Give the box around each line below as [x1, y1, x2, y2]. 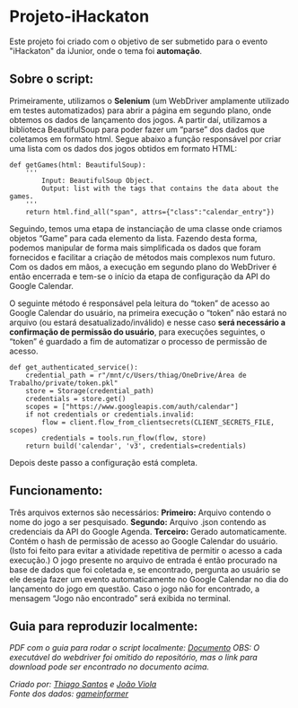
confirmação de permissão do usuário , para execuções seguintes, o [9, 326, 266, 337]
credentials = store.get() [25, 394, 127, 403]
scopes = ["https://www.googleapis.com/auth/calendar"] [25, 402, 240, 411]
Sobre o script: [9, 72, 94, 87]
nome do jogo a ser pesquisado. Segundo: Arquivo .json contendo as [9, 516, 267, 527]
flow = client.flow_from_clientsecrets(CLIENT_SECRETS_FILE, [41, 417, 276, 427]
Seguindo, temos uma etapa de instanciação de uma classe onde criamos [9, 223, 283, 234]
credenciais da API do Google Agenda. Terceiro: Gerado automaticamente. [9, 526, 287, 537]
